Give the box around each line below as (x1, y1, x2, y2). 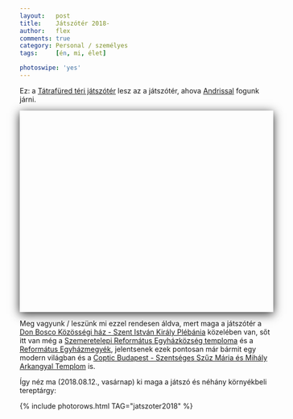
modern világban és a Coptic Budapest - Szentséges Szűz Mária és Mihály (19, 352, 268, 363)
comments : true (19, 34, 71, 43)
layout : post (19, 11, 71, 20)
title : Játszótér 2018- (19, 19, 110, 27)
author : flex (19, 27, 71, 35)
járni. (19, 94, 37, 104)
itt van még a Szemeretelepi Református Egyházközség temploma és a (19, 335, 254, 345)
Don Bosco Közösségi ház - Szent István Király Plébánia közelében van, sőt (19, 327, 270, 337)
